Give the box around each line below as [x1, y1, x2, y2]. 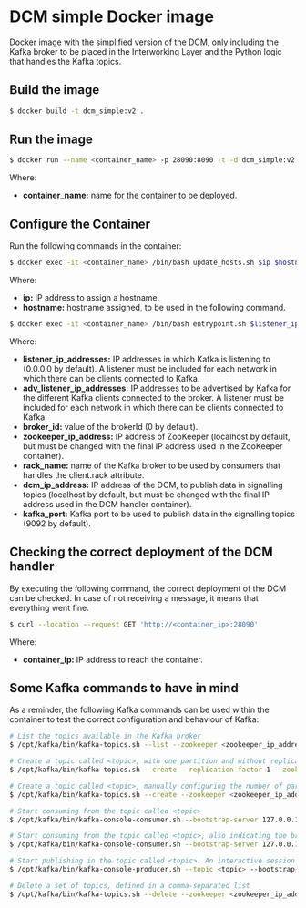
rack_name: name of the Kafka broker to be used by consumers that [22, 460, 280, 471]
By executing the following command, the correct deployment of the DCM [9, 583, 287, 594]
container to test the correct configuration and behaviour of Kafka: [9, 714, 260, 725]
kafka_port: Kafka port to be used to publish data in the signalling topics [22, 508, 296, 519]
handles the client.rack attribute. [22, 469, 145, 480]
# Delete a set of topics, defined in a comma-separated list [9, 881, 250, 890]
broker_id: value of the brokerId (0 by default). [22, 421, 199, 432]
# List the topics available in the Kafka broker [9, 731, 202, 741]
